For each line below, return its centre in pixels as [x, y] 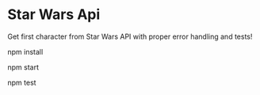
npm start [23, 67]
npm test [22, 82]
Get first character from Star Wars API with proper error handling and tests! [130, 36]
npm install [25, 51]
